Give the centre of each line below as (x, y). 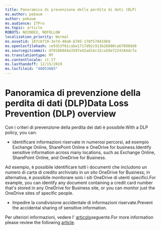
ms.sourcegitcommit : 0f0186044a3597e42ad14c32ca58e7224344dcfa (71, 50)
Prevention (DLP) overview (61, 114)
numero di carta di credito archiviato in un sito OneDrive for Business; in (78, 172)
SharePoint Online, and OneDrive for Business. (59, 158)
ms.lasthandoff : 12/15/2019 (34, 64)
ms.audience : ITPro (25, 23)
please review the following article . (40, 222)
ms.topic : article (24, 28)
